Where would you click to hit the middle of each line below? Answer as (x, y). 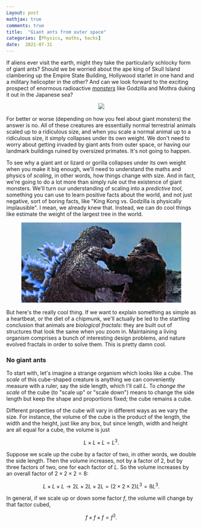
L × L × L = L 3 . (101, 442)
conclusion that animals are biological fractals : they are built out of (89, 325)
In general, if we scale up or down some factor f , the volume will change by (100, 498)
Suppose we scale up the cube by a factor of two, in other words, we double (101, 454)
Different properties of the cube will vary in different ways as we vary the (97, 410)
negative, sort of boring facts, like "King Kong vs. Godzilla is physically (94, 201)
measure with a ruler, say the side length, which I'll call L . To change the (96, 386)
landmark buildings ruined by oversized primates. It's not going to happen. (99, 151)
